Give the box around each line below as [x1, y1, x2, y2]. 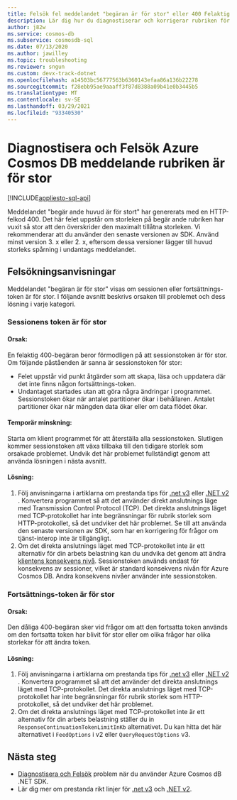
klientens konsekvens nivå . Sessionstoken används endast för [17, 557, 199, 565]
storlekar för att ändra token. [7, 638, 91, 647]
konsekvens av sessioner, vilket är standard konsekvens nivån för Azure [17, 564, 229, 573]
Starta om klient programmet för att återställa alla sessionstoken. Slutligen [7, 434, 224, 442]
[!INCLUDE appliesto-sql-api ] [7, 193, 91, 202]
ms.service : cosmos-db [7, 30, 75, 38]
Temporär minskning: [7, 418, 72, 427]
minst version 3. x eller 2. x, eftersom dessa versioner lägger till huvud [7, 237, 213, 246]
